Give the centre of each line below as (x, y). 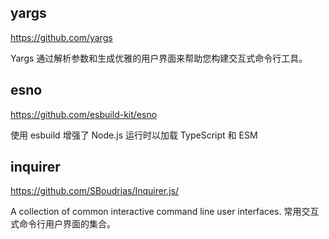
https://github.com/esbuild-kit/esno (84, 114)
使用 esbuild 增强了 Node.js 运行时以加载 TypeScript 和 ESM (134, 135)
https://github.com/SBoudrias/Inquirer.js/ (95, 191)
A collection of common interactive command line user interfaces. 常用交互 (165, 212)
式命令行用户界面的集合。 (63, 224)
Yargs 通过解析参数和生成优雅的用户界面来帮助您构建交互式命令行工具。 (159, 58)
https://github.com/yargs (61, 37)
